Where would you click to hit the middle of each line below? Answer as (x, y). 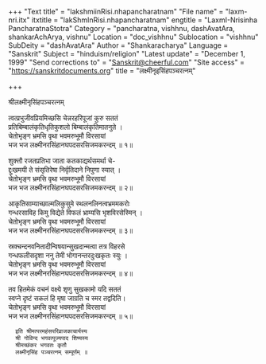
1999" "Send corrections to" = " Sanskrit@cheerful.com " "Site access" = (126, 62)
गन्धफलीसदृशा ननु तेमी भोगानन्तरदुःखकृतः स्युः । (68, 255)
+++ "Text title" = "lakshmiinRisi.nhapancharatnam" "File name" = (116, 12)
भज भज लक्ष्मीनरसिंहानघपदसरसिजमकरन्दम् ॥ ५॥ (71, 316)
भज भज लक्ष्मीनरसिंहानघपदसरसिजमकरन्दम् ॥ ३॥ (71, 231)
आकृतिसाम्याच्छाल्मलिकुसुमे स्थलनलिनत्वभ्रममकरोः (69, 204)
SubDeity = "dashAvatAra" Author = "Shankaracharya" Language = (118, 45)
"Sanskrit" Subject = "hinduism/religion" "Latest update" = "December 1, (127, 54)
